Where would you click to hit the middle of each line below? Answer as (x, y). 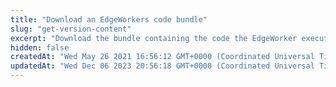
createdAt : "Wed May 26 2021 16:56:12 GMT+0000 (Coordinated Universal (162, 57)
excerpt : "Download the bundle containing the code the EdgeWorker (154, 38)
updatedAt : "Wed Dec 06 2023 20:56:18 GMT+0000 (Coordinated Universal (162, 66)
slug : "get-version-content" (71, 29)
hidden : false (40, 47)
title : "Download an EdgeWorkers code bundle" (109, 19)
